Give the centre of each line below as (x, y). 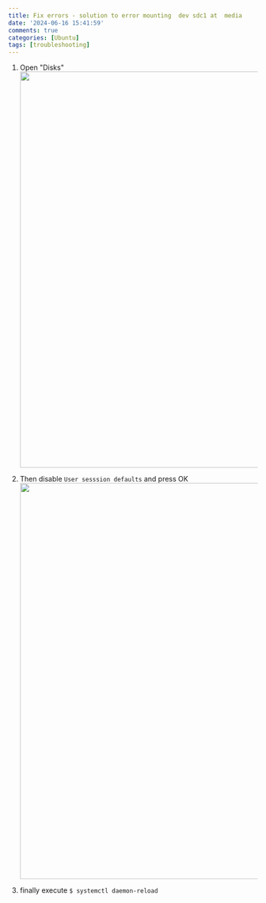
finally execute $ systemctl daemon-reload (89, 890)
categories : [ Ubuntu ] (44, 38)
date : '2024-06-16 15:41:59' (56, 23)
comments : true (33, 30)
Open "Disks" (42, 67)
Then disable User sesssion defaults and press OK (104, 479)
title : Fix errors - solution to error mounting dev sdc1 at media (125, 15)
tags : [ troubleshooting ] (49, 45)
